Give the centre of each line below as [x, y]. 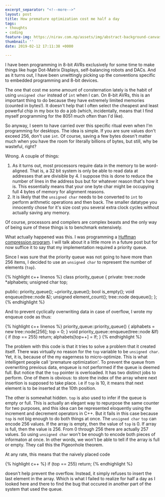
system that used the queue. [34, 489]
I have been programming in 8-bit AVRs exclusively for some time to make [80, 64]
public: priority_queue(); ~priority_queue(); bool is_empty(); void [70, 291]
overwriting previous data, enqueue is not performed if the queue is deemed [82, 367]
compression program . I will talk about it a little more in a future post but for [82, 242]
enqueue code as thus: [28, 317]
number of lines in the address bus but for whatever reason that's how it [85, 181]
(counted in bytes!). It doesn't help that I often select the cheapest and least [82, 105]
